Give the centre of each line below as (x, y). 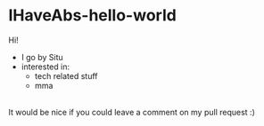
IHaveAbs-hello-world (93, 16)
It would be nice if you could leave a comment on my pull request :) (132, 112)
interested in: (45, 67)
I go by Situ (42, 57)
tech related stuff (66, 75)
